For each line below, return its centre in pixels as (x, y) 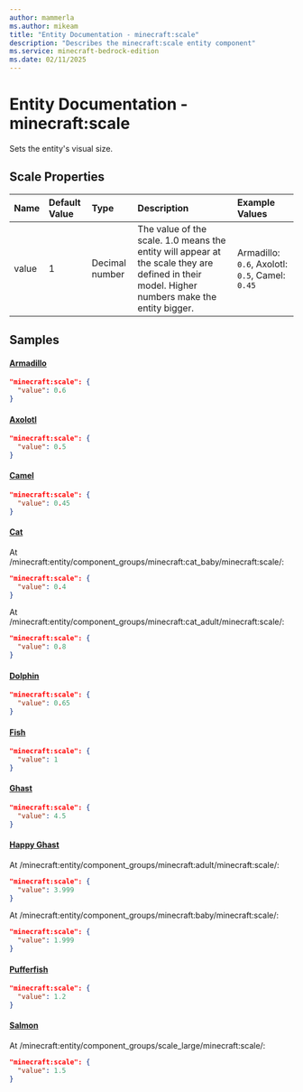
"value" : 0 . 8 (42, 647)
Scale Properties (57, 177)
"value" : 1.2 (42, 997)
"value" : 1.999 (46, 940)
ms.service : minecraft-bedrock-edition (84, 51)
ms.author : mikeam (44, 26)
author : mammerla (42, 18)
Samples (35, 340)
